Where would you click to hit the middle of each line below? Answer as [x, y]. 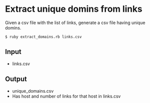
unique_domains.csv [33, 91]
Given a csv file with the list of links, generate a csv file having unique [75, 23]
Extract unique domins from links [74, 9]
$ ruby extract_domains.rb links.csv [43, 37]
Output [16, 79]
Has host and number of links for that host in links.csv [66, 96]
